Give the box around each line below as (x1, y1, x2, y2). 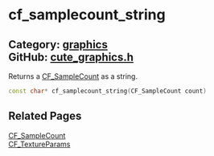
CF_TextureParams (8, 139, 71, 149)
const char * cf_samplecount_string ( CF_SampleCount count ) (8, 87, 207, 95)
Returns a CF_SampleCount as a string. (8, 72, 138, 81)
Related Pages (8, 109, 82, 123)
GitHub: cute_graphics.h (8, 50, 134, 64)
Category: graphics (8, 38, 109, 51)
